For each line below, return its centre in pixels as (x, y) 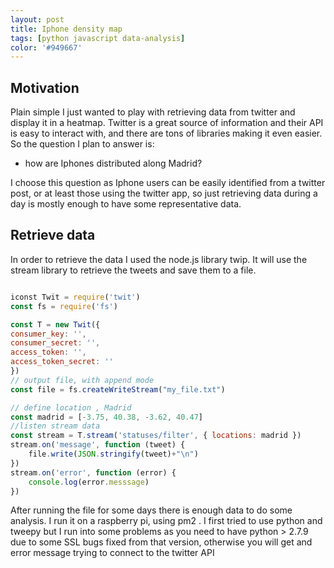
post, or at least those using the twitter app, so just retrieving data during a (164, 193)
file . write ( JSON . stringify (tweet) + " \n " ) (113, 454)
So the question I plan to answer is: (82, 144)
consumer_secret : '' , (55, 343)
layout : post (37, 19)
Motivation (45, 87)
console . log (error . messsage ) (89, 482)
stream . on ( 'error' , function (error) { (93, 472)
